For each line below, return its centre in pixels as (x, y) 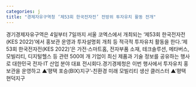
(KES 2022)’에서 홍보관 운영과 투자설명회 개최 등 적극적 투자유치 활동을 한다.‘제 (97, 41)
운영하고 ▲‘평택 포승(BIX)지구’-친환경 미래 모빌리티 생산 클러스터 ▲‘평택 (104, 71)
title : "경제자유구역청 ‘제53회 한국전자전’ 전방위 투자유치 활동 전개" (81, 17)
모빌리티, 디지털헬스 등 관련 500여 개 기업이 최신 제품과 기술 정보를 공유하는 (93, 56)
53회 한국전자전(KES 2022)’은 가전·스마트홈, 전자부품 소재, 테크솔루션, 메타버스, (98, 49)
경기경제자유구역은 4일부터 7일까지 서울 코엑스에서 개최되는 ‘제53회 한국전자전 (96, 34)
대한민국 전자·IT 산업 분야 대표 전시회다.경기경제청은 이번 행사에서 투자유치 (97, 63)
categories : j (23, 11)
